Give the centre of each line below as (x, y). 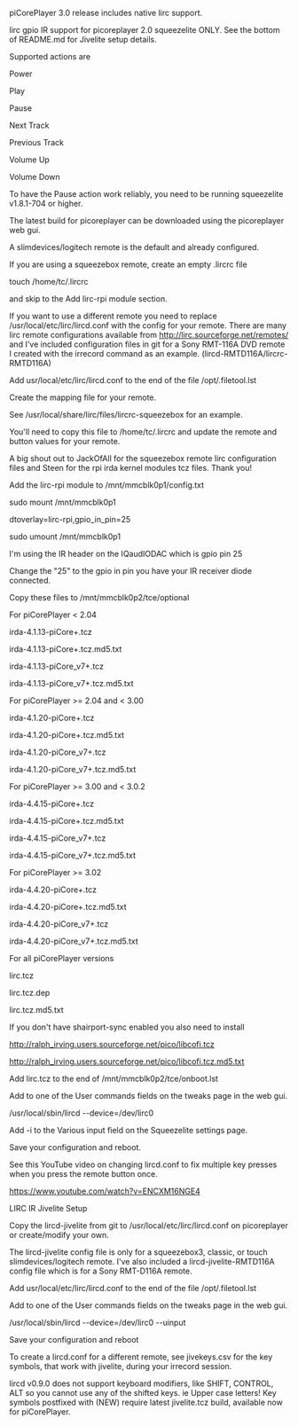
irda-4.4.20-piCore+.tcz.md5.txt (68, 907)
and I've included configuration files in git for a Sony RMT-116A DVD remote (147, 344)
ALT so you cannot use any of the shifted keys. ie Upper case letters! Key (143, 1393)
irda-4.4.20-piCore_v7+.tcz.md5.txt (74, 941)
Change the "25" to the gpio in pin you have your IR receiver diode (131, 571)
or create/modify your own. (59, 1235)
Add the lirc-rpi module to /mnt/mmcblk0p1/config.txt (107, 485)
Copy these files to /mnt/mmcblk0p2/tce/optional (99, 597)
